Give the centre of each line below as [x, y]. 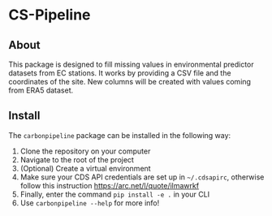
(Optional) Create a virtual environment [86, 168]
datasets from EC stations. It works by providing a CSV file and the [120, 73]
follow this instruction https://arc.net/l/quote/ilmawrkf [110, 185]
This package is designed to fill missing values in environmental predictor [131, 64]
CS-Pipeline [50, 15]
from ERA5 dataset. [41, 90]
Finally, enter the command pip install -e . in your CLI [114, 194]
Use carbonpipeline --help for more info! [90, 203]
